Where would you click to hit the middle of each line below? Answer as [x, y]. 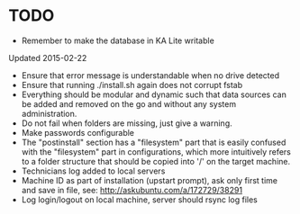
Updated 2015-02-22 [48, 58]
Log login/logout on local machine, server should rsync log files [139, 200]
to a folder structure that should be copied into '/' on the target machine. [156, 161]
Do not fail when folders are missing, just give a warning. [127, 123]
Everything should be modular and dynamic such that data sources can [154, 94]
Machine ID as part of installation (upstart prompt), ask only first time [150, 180]
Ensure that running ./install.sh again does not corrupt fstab [132, 85]
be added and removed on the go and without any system [128, 103]
